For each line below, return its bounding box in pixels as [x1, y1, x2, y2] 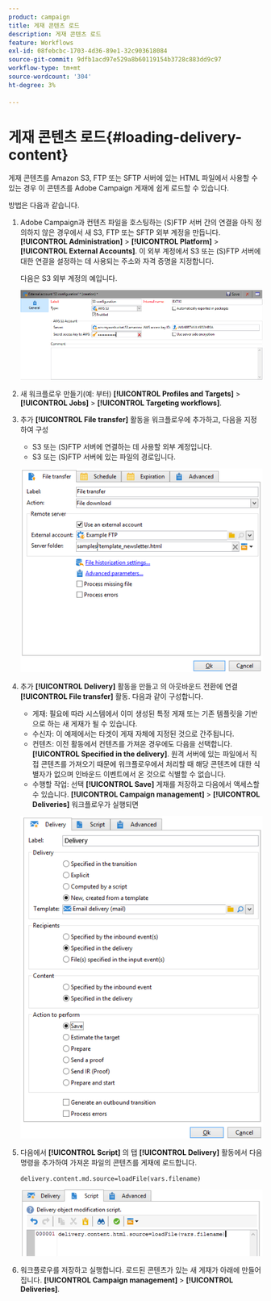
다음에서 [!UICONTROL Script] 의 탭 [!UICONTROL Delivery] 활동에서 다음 [19, 1148, 263, 1157]
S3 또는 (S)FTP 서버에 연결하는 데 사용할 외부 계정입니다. [31, 442, 212, 452]
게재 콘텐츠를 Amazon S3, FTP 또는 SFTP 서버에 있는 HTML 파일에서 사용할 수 [8, 174, 258, 183]
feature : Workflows [8, 39, 74, 47]
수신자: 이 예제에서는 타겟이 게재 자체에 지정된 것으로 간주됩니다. [31, 729, 235, 738]
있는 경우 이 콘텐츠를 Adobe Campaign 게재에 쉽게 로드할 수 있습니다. [8, 183, 230, 193]
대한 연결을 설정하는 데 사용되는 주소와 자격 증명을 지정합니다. [19, 257, 215, 266]
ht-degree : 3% [8, 81, 56, 89]
